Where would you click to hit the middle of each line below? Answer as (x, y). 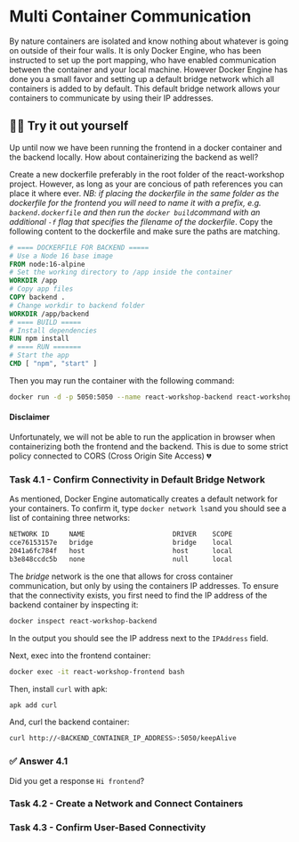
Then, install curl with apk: (59, 689)
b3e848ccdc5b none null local (121, 559)
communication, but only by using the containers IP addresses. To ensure (144, 585)
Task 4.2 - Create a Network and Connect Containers (126, 804)
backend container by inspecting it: (74, 605)
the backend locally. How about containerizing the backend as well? (134, 157)
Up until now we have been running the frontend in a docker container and (146, 147)
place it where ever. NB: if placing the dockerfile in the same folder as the (144, 193)
